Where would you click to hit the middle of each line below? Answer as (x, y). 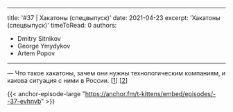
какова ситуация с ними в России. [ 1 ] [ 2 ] (68, 81)
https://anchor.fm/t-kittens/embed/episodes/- (150, 94)
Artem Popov (36, 53)
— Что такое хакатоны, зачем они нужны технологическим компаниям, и (116, 73)
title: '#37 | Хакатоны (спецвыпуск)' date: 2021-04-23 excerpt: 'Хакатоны (114, 18)
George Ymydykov (44, 46)
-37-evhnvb (24, 101)
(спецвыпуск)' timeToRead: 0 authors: (62, 25)
